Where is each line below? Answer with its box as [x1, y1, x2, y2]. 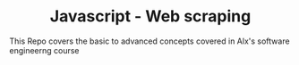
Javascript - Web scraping [49, 6, 252, 27]
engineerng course [9, 45, 80, 55]
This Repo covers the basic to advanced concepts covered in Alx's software [9, 36, 290, 46]
